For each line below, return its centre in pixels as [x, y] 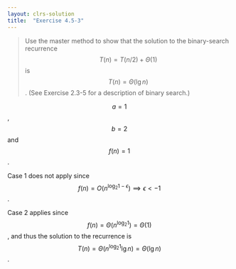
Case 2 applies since [38, 213]
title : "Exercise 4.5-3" [45, 21]
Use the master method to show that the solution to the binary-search [127, 40]
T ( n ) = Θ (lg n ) [128, 82]
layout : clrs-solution [41, 14]
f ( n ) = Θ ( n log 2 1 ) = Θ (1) [119, 224]
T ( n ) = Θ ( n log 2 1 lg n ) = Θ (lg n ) [119, 248]
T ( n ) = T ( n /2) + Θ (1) [128, 59]
